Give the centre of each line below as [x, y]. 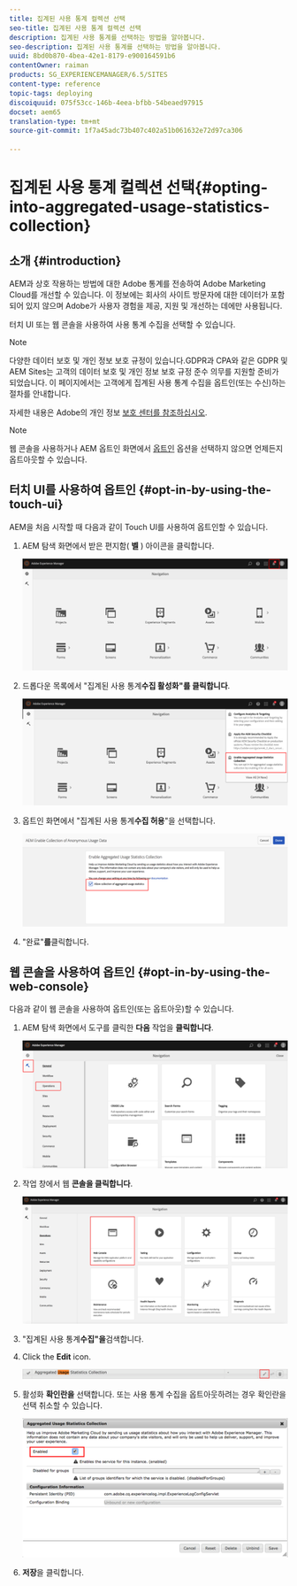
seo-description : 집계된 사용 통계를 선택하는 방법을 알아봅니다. [115, 47]
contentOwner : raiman [49, 65]
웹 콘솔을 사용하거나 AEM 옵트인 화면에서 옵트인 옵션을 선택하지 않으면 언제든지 [146, 448]
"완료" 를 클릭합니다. [55, 942]
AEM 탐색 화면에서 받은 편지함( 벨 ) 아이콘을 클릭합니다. [118, 545]
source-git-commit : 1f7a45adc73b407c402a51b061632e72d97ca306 [126, 131]
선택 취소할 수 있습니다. [62, 1405]
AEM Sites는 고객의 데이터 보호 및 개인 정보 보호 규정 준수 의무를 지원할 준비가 [144, 371]
